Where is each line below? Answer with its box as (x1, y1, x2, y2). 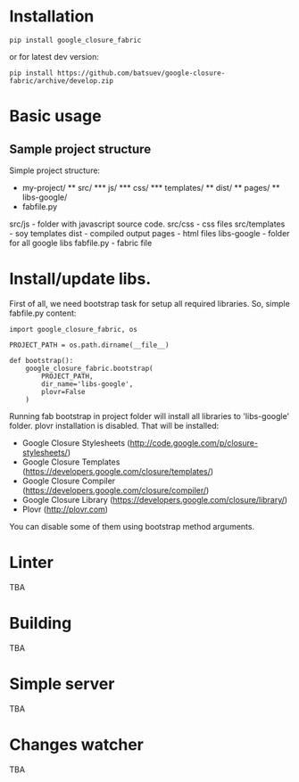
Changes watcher (9, 734, 145, 754)
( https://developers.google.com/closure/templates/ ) (21, 465, 214, 476)
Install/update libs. (9, 269, 152, 289)
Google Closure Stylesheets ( (21, 437, 131, 448)
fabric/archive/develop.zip (9, 76, 114, 86)
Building (9, 613, 72, 633)
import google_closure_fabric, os (9, 325, 138, 333)
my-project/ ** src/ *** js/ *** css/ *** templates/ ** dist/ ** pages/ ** (21, 182, 280, 193)
